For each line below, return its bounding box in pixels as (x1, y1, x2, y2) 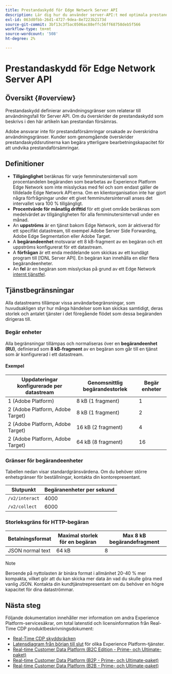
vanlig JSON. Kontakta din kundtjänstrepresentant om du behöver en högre (5, 581, 164, 587)
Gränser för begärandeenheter (5, 457, 83, 464)
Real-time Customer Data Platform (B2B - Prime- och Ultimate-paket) (12, 663, 159, 669)
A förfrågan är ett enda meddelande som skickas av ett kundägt (12, 249, 149, 255)
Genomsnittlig (88, 379, 123, 386)
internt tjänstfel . (12, 271, 46, 277)
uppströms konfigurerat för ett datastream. (12, 244, 103, 250)
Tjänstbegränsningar (5, 286, 74, 295)
